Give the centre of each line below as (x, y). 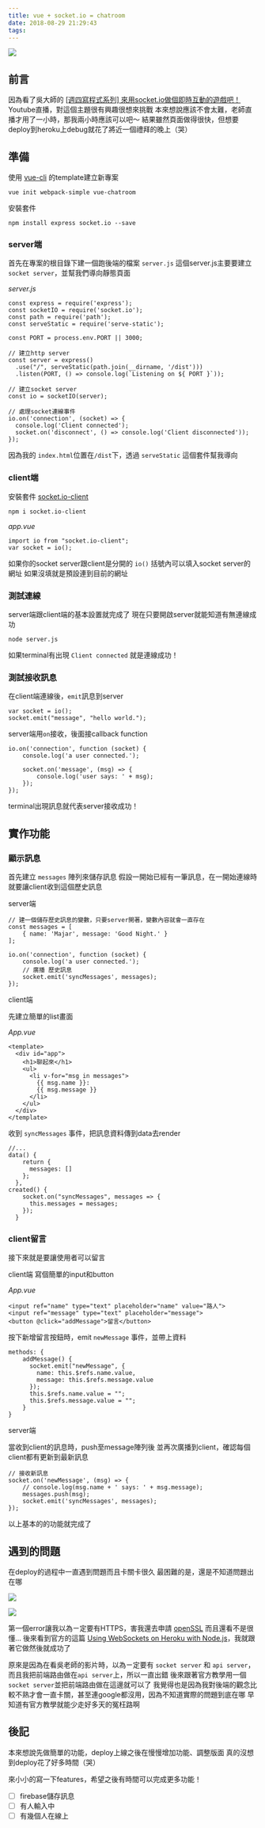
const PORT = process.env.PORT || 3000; (76, 338)
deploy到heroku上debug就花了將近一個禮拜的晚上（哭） (100, 129)
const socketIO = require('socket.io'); (76, 310)
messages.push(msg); (56, 1495)
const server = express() (51, 360)
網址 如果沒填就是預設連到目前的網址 (68, 573)
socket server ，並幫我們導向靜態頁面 (70, 273)
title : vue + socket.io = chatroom (67, 15)
